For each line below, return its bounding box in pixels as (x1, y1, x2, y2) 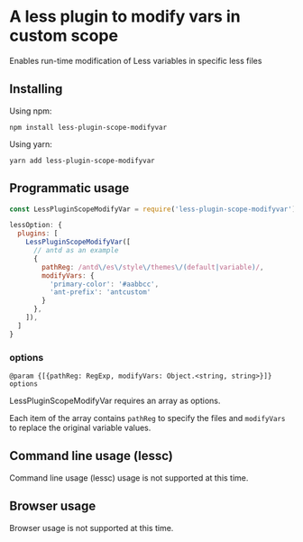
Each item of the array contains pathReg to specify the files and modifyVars (9, 412, 286, 423)
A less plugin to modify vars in (9, 6, 241, 27)
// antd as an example (32, 246, 119, 255)
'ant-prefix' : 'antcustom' (49, 288, 151, 297)
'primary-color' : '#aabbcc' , (49, 280, 160, 289)
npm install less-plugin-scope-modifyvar (9, 123, 168, 132)
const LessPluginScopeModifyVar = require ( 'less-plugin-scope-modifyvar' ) (9, 205, 297, 214)
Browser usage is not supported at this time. (9, 522, 174, 533)
